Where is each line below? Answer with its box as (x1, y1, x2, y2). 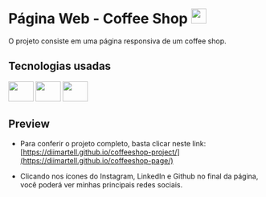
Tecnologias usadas (8, 60, 111, 73)
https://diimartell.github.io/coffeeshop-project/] (23, 147, 180, 157)
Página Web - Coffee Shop (8, 10, 188, 28)
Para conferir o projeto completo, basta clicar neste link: (19, 138, 207, 148)
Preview (8, 117, 51, 131)
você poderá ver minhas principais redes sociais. (19, 179, 183, 189)
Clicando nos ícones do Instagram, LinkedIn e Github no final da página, (19, 171, 259, 181)
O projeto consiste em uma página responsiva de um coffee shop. (8, 36, 227, 46)
